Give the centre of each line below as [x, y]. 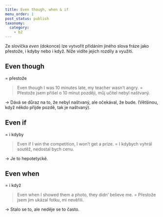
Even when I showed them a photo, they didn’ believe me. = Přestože [86, 195]
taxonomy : [15, 23]
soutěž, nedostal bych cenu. [45, 149]
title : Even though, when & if [37, 9]
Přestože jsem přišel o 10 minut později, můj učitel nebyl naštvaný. [83, 92]
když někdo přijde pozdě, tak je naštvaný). [48, 107]
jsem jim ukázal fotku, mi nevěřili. [50, 200]
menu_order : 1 [20, 14]
